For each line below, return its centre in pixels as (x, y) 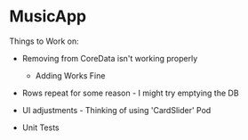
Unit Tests (40, 128)
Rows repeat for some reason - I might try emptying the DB (130, 93)
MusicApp (48, 16)
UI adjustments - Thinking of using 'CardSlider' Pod (116, 110)
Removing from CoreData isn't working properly (110, 58)
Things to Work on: (44, 41)
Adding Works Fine (70, 75)
